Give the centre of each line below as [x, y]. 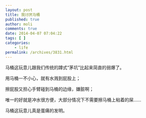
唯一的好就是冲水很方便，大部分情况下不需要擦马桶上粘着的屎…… [73, 100]
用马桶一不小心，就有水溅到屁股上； [43, 78]
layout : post [19, 10]
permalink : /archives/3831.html [39, 52]
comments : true [21, 29]
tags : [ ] [16, 38]
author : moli [19, 24]
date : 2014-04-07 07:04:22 [34, 33]
